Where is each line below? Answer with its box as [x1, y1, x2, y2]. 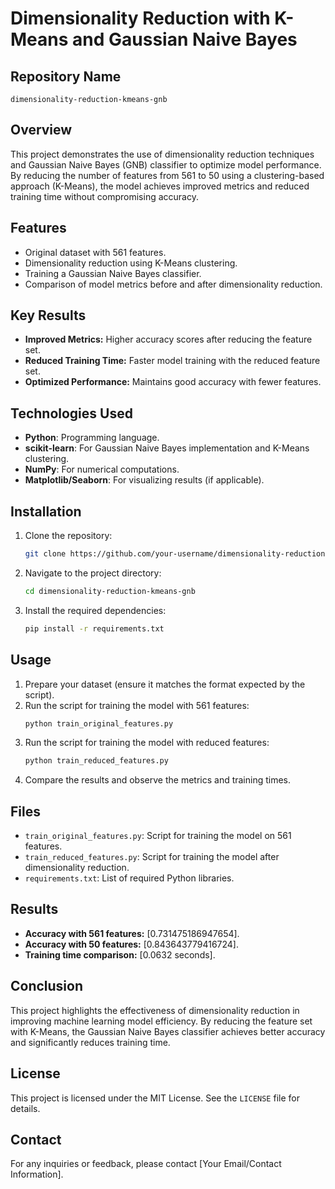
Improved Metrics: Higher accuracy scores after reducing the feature [24, 333, 313, 346]
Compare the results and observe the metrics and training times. [24, 774, 292, 786]
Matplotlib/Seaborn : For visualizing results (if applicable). [24, 474, 265, 486]
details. [10, 1102, 41, 1114]
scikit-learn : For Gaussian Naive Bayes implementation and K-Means [24, 442, 310, 454]
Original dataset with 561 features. [24, 246, 167, 258]
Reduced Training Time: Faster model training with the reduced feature [24, 355, 321, 367]
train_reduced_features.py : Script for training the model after [24, 851, 280, 863]
